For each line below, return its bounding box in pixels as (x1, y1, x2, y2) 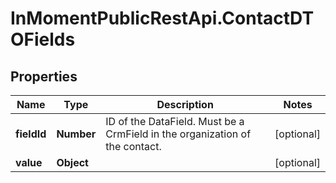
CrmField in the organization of (105, 127, 252, 141)
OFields (10, 28, 76, 51)
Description (156, 98, 214, 111)
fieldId (15, 127, 47, 141)
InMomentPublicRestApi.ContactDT (10, 7, 315, 30)
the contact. (105, 140, 162, 153)
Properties (10, 68, 78, 85)
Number (56, 127, 97, 141)
